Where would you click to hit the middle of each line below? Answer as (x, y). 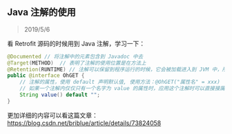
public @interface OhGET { (46, 76)
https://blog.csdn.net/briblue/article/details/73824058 (84, 123)
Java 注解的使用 (41, 12)
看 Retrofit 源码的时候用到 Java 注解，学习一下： (76, 43)
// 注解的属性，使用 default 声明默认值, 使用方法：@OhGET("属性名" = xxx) (120, 82)
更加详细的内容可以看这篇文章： (52, 115)
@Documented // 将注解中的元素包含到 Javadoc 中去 (75, 56)
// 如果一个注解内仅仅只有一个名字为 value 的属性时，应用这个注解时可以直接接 (120, 89)
